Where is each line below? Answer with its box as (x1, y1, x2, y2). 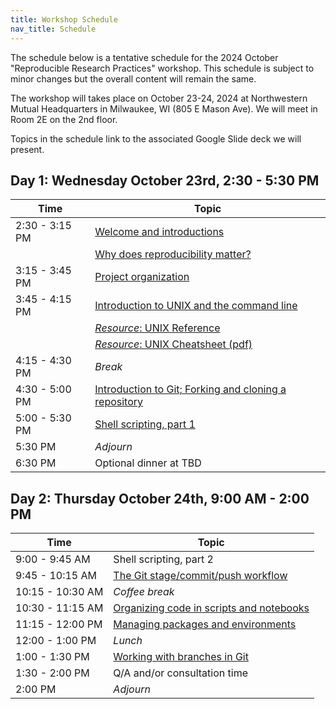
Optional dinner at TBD (94, 456, 202, 470)
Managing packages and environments (113, 617, 297, 631)
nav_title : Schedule (10, 24, 97, 34)
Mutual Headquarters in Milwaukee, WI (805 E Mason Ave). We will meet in (10, 102, 318, 115)
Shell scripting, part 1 (94, 417, 196, 431)
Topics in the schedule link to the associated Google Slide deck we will (10, 132, 302, 145)
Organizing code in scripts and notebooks (113, 601, 310, 615)
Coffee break (113, 585, 175, 599)
